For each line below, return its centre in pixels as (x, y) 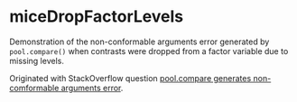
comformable (34, 88)
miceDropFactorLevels (96, 17)
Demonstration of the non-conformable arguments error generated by (139, 42)
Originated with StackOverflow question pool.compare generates (130, 78)
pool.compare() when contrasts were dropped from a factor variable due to (149, 51)
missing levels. (37, 60)
